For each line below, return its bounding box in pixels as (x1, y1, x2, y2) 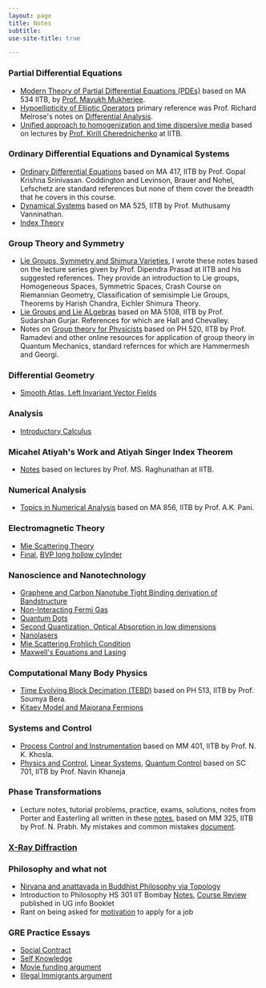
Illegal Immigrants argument (19, 971, 112, 981)
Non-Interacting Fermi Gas (19, 605, 108, 614)
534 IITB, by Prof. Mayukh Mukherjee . (19, 94, 146, 104)
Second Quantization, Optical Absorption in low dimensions (19, 622, 216, 631)
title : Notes (8, 19, 52, 27)
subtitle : (8, 26, 42, 34)
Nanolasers (19, 630, 58, 640)
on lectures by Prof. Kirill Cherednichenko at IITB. (19, 128, 183, 138)
